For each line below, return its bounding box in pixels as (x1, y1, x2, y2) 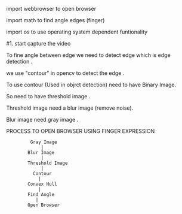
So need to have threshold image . (6, 93, 91, 100)
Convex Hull (27, 181, 58, 187)
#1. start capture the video (6, 40, 71, 47)
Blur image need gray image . (6, 116, 79, 123)
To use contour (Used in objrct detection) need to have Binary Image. (6, 81, 177, 88)
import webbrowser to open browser (6, 5, 97, 12)
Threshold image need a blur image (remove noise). (6, 104, 134, 111)
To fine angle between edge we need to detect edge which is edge (6, 52, 171, 59)
